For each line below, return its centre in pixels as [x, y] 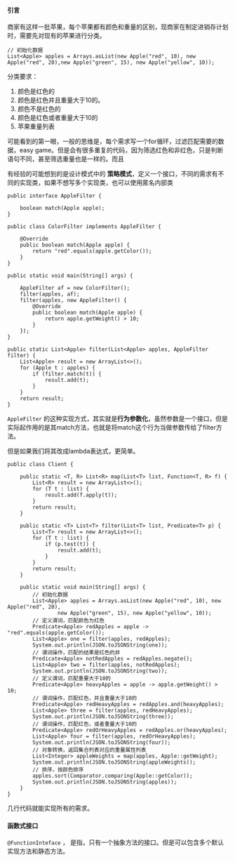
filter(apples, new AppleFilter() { [74, 300]
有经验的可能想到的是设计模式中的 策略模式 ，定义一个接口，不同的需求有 [113, 174]
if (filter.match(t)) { [67, 374]
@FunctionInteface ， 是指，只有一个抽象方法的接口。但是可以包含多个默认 [116, 842]
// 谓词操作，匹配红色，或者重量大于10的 [85, 724]
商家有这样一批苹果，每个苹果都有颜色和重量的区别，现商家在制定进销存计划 [118, 27]
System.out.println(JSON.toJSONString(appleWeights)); [114, 762]
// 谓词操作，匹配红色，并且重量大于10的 [85, 698]
